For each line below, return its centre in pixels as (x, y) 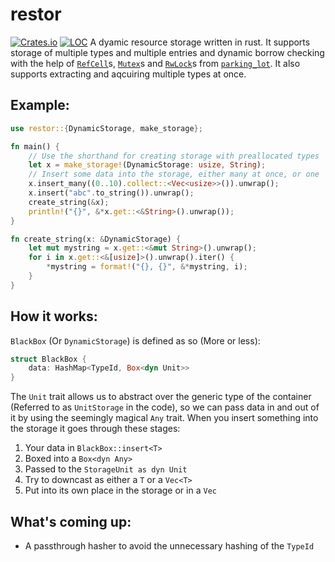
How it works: (54, 316)
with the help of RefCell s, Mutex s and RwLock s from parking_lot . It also (155, 63)
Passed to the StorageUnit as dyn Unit (106, 469)
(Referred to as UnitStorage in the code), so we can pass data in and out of (165, 407)
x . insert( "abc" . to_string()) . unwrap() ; (111, 193)
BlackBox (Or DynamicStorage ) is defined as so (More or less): (135, 340)
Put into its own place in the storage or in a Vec (120, 490)
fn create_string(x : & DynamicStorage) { (96, 239)
